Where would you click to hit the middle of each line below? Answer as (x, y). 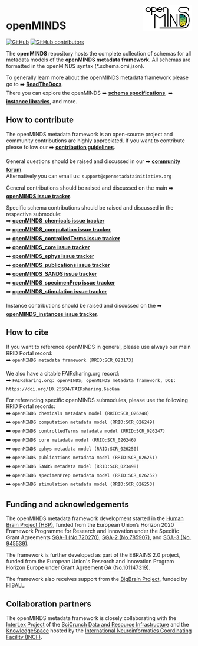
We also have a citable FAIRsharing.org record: (63, 373)
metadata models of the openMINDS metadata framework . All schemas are (98, 60)
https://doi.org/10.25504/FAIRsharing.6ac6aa (63, 389)
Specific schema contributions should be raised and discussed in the (90, 207)
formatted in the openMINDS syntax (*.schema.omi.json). (75, 66)
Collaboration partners (49, 604)
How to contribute (40, 120)
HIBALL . (16, 585)
